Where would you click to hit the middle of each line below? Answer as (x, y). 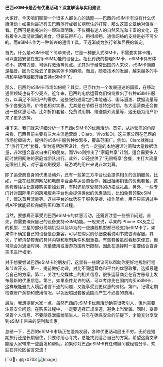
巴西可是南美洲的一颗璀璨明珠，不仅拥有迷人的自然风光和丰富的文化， (83, 30)
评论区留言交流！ (30, 350)
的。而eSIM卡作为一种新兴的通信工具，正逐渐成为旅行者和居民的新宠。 (76, 42)
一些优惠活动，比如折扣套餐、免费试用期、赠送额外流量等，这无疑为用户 (81, 112)
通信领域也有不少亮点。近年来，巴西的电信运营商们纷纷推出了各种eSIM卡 (78, 93)
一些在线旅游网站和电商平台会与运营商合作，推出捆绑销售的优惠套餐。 (83, 181)
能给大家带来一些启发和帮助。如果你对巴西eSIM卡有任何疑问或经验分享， (78, 344)
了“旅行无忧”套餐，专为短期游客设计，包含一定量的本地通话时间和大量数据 (79, 146)
